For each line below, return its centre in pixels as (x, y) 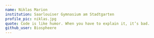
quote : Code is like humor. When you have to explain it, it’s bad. (77, 23)
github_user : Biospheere (31, 28)
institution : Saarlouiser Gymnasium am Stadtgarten (60, 14)
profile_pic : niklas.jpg (31, 19)
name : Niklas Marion (27, 10)
